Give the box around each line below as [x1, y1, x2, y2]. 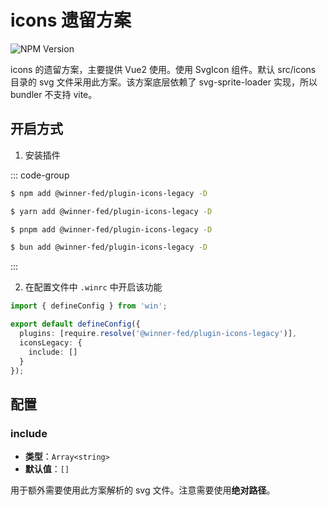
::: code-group [10, 169, 70, 181]
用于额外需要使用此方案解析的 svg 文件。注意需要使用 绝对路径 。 [10, 484, 276, 496]
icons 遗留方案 [10, 9, 132, 32]
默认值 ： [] [24, 463, 70, 475]
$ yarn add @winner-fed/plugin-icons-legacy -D [10, 206, 213, 216]
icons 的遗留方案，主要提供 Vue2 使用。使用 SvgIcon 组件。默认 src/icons [10, 63, 317, 75]
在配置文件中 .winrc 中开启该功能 [24, 281, 163, 293]
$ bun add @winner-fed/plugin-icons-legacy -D [10, 242, 208, 253]
